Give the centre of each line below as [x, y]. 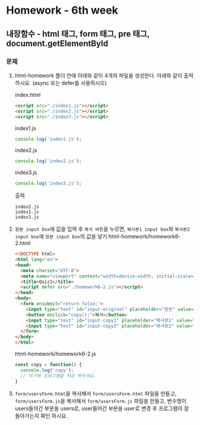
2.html [23, 243]
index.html [28, 95]
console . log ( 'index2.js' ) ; [48, 161]
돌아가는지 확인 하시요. [41, 415]
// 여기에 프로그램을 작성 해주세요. [58, 376]
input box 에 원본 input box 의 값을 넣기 [61, 237]
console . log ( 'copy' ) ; [47, 370]
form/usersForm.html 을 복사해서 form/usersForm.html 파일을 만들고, [96, 393]
